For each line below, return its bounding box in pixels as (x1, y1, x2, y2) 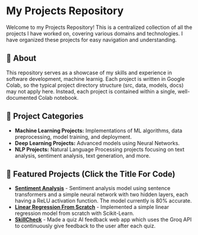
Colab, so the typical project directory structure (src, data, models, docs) (6, 81, 184, 89)
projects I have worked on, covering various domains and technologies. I (6, 30, 183, 37)
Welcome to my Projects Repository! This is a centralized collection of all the (6, 24, 193, 31)
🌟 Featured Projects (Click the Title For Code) (6, 169, 176, 179)
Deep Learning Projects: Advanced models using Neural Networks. (14, 139, 180, 146)
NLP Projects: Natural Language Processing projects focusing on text (14, 146, 185, 153)
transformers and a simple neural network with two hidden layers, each (14, 191, 189, 198)
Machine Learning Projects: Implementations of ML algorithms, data (14, 127, 183, 134)
